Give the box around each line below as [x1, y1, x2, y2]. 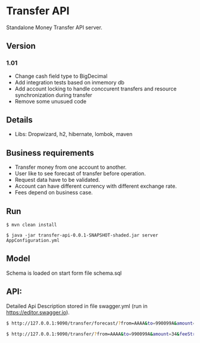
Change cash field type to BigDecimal [14, 73, 108, 80]
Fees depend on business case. [14, 189, 93, 196]
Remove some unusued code [14, 97, 87, 105]
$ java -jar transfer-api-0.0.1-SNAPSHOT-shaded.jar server [6, 232, 159, 238]
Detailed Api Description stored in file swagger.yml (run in [6, 302, 148, 310]
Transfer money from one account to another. [14, 163, 127, 171]
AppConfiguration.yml [6, 238, 60, 244]
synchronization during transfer [14, 91, 92, 99]
